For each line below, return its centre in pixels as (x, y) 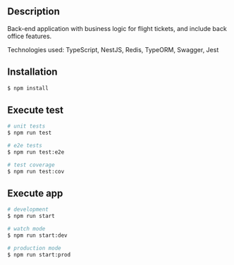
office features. (30, 36)
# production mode (34, 248)
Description (33, 12)
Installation (32, 72)
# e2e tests (25, 146)
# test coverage (31, 165)
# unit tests (26, 126)
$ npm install (28, 88)
